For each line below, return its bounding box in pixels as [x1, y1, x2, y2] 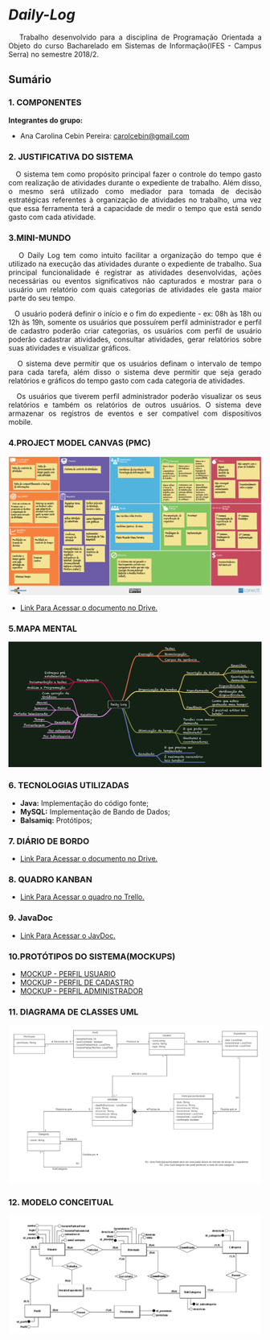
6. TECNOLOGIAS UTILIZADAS [8, 780, 130, 791]
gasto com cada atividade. [8, 212, 96, 222]
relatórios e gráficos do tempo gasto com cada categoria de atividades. [8, 376, 245, 386]
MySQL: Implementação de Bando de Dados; [19, 807, 170, 816]
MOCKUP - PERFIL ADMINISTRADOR [19, 985, 143, 996]
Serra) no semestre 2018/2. [8, 49, 99, 59]
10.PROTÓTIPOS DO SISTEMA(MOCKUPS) [8, 951, 176, 962]
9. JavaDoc [8, 912, 54, 923]
